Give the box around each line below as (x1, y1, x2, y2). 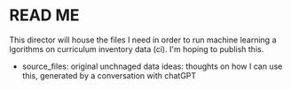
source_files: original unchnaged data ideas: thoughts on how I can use (21, 61, 283, 71)
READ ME (9, 5, 80, 26)
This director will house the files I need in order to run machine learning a (9, 34, 277, 45)
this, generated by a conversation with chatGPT (21, 70, 197, 80)
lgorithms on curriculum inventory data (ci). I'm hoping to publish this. (9, 43, 264, 54)
